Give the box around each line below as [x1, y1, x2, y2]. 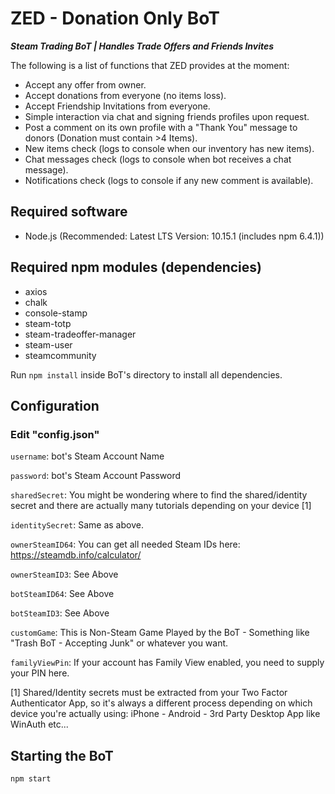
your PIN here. [10, 667, 70, 679]
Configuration [10, 397, 100, 414]
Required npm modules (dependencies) [10, 259, 262, 276]
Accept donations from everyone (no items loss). [24, 89, 227, 101]
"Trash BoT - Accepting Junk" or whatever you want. [10, 637, 229, 649]
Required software [10, 203, 128, 221]
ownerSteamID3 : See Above [10, 568, 119, 581]
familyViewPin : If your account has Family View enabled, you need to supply [10, 657, 325, 669]
